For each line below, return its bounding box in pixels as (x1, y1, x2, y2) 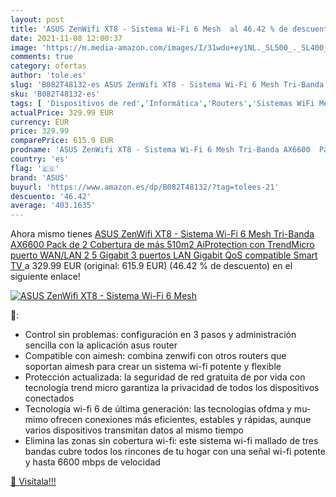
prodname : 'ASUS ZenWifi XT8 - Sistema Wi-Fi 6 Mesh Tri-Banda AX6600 (10, 145, 311, 155)
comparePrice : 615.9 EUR (10, 136, 114, 146)
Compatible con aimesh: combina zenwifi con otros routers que (24, 350, 287, 362)
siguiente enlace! (10, 271, 81, 283)
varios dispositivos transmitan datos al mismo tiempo (24, 424, 244, 436)
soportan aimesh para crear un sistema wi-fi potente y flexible (24, 361, 282, 373)
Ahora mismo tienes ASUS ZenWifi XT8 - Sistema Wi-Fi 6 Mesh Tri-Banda (10, 228, 315, 240)
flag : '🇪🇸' (10, 163, 60, 173)
